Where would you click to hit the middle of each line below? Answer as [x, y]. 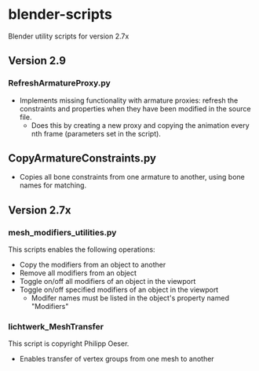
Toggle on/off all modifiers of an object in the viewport [108, 282]
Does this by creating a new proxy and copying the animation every [140, 125]
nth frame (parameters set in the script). [96, 133]
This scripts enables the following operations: [82, 249]
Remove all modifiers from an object [78, 273]
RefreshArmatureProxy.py [60, 83]
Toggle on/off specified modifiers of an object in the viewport [119, 290]
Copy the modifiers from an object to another [93, 265]
